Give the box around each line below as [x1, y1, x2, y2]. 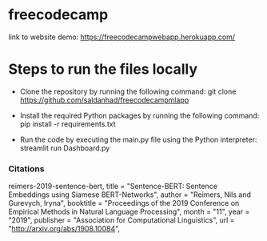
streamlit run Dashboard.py [19, 143, 110, 153]
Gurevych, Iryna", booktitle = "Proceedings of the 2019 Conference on [8, 199, 240, 208]
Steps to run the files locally [8, 60, 198, 78]
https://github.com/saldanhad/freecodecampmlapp [19, 94, 189, 105]
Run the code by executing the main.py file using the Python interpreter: [19, 135, 257, 144]
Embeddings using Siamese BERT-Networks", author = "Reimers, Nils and [8, 190, 252, 199]
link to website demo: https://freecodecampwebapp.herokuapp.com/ [8, 32, 236, 42]
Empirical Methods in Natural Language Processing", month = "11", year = [8, 207, 250, 217]
